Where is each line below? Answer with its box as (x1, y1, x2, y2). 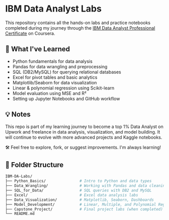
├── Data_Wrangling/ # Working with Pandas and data (5, 183, 147, 188)
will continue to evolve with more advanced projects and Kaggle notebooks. (5, 134, 162, 140)
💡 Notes (5, 110, 31, 119)
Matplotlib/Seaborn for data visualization (12, 79, 97, 85)
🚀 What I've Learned (5, 45, 70, 53)
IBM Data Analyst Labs (5, 3, 102, 15)
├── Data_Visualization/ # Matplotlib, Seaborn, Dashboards (5, 197, 154, 202)
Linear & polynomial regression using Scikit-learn (12, 85, 115, 91)
